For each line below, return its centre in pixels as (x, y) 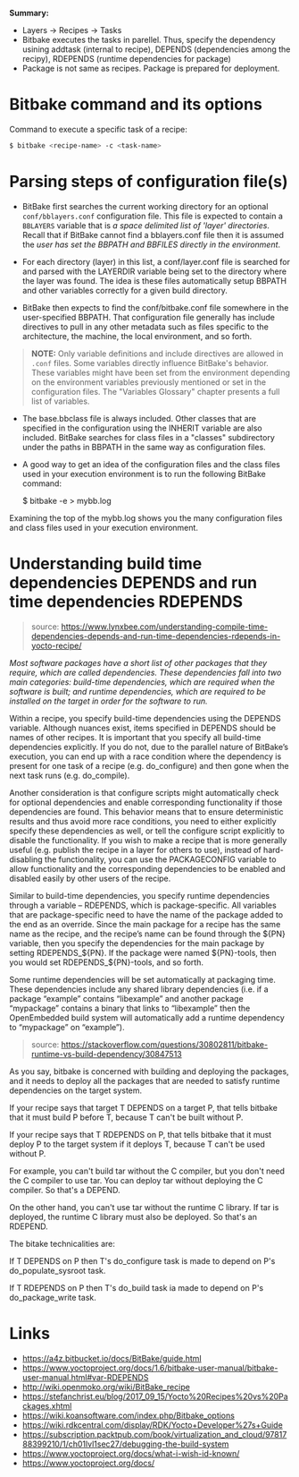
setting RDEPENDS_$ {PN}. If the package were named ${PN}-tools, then (143, 952)
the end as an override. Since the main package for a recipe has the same (145, 924)
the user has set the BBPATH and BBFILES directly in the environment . (151, 244)
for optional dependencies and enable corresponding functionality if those (146, 802)
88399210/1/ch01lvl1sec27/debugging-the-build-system (125, 1444)
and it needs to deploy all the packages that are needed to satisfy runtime (145, 1080)
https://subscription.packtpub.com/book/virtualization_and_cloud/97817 (154, 1434)
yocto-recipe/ (56, 645)
